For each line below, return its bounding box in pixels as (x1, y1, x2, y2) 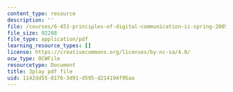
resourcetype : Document (7, 62, 76, 68)
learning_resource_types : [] (7, 42, 92, 49)
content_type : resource (7, 10, 76, 17)
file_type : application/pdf (7, 36, 89, 43)
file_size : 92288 (7, 29, 58, 37)
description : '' (7, 17, 54, 24)
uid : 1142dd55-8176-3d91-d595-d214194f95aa (7, 74, 135, 82)
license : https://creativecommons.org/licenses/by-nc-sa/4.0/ (7, 49, 191, 56)
